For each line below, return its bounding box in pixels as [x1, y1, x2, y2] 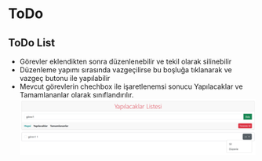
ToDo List [8, 36, 56, 49]
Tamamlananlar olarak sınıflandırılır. [19, 90, 134, 99]
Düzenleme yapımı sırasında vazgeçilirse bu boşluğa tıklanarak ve [19, 65, 233, 75]
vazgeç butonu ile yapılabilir [19, 74, 111, 82]
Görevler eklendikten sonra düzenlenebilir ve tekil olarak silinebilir [19, 57, 232, 66]
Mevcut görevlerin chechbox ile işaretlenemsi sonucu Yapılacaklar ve [19, 82, 243, 91]
